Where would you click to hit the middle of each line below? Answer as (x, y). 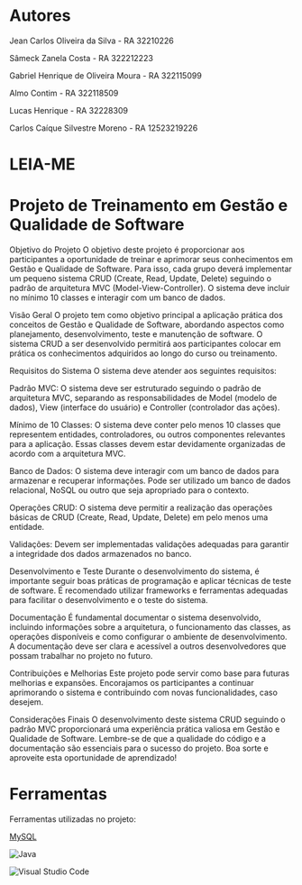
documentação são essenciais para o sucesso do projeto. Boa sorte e (139, 748)
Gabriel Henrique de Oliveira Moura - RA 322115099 (106, 75)
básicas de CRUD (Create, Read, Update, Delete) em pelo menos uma (139, 517)
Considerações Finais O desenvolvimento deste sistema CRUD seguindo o (147, 720)
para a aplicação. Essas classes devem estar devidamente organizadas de (147, 444)
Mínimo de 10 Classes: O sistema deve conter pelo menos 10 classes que (145, 425)
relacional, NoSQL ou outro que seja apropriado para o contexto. (129, 490)
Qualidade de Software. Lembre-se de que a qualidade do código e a (137, 739)
